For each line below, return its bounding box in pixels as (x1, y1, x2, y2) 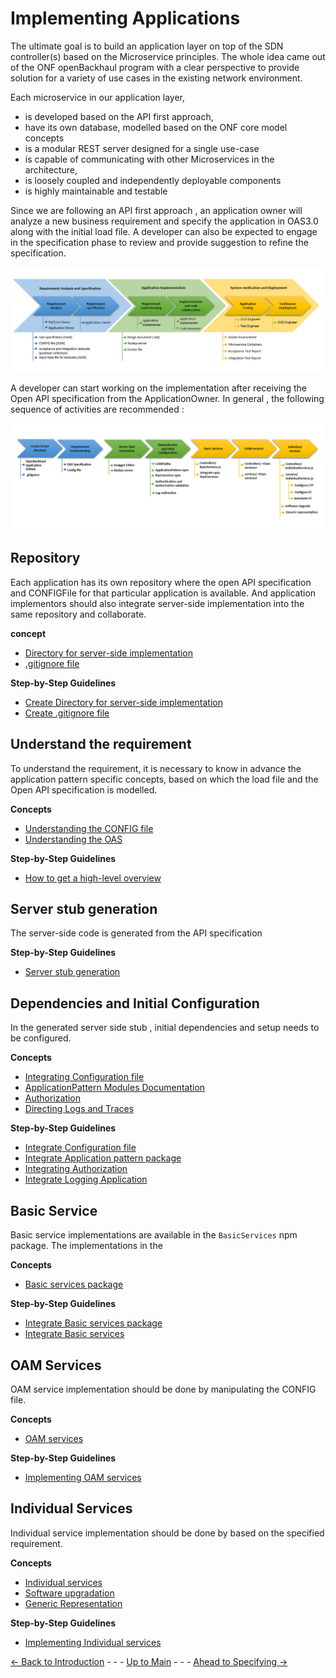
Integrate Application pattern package (24, 1152, 182, 1164)
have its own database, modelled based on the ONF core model (24, 121, 288, 133)
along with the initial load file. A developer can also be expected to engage (10, 225, 318, 237)
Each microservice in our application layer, (10, 91, 186, 103)
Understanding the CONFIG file (24, 822, 154, 834)
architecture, (24, 163, 78, 176)
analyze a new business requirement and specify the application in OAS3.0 (10, 215, 319, 227)
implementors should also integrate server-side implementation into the (10, 597, 305, 609)
